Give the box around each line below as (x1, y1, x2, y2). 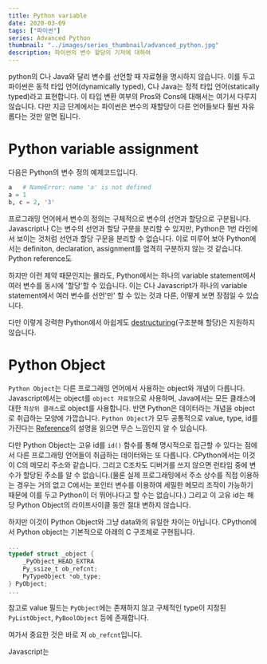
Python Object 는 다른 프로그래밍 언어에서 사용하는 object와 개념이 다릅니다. (8, 383, 245, 393)
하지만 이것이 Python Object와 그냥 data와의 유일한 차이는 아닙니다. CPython (8, 516, 251, 527)
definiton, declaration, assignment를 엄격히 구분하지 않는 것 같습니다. (22, 243, 243, 253)
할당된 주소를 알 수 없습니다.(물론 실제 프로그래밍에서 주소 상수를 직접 (22, 470, 238, 480)
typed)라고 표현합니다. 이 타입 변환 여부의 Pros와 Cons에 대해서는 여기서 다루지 (8, 92, 257, 101)
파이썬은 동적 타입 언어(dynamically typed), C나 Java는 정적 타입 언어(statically (8, 81, 260, 91)
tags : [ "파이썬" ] (8, 26, 61, 34)
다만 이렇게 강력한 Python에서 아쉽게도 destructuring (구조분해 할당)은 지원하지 (8, 317, 256, 327)
